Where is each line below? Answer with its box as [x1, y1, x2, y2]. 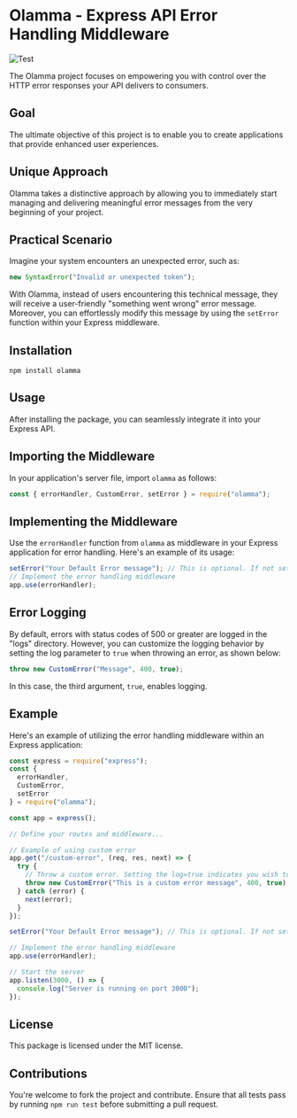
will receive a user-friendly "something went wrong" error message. [9, 299, 257, 309]
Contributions [9, 1066, 88, 1081]
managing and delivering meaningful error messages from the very [9, 197, 254, 208]
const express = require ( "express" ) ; [9, 757, 148, 765]
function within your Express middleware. [9, 317, 161, 328]
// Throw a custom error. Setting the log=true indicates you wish [25, 870, 278, 880]
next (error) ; [25, 895, 73, 904]
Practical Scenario [9, 232, 113, 247]
